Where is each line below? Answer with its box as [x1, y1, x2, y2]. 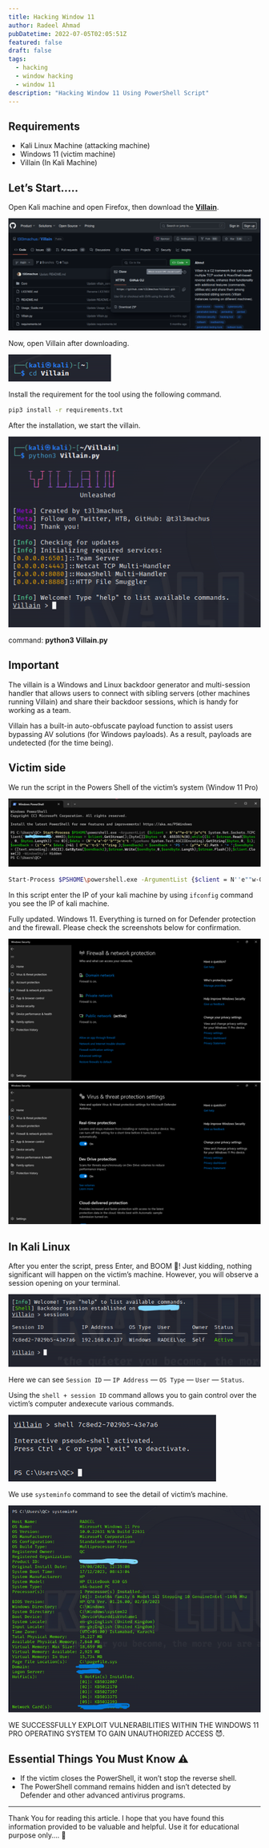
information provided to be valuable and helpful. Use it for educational [8, 1822, 239, 1831]
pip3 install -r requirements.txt [8, 406, 124, 414]
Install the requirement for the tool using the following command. [8, 389, 222, 400]
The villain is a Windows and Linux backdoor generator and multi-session [8, 679, 251, 689]
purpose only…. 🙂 [8, 1830, 66, 1840]
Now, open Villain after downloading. [8, 339, 130, 348]
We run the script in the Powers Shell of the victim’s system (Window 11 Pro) [8, 782, 259, 792]
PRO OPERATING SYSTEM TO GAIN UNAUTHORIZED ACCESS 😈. [8, 1729, 226, 1738]
